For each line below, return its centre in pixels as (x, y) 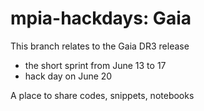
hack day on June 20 (68, 76)
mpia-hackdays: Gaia (101, 18)
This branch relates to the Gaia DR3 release (100, 46)
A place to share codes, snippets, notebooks (102, 95)
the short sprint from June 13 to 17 (95, 65)
